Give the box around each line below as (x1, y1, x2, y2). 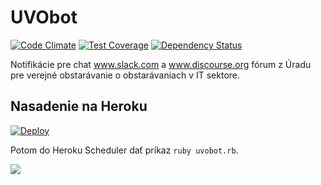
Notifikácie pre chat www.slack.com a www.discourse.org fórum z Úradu (10, 58, 312, 70)
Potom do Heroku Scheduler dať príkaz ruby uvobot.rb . (10, 144, 239, 156)
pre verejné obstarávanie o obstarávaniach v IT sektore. (10, 69, 241, 81)
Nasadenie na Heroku (10, 98, 148, 115)
